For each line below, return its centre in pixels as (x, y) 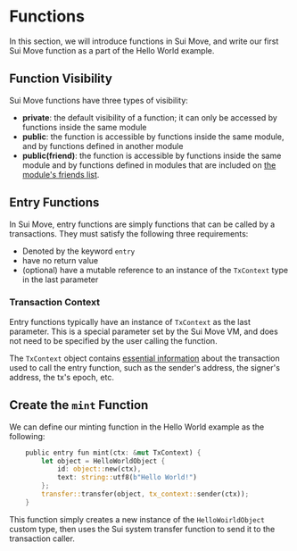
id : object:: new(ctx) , (99, 469)
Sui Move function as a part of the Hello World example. (112, 50)
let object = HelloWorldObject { (103, 461)
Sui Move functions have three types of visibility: (99, 100)
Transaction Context (55, 303)
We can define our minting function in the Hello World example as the (137, 427)
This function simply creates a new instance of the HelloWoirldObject (137, 519)
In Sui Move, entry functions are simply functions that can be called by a (142, 224)
